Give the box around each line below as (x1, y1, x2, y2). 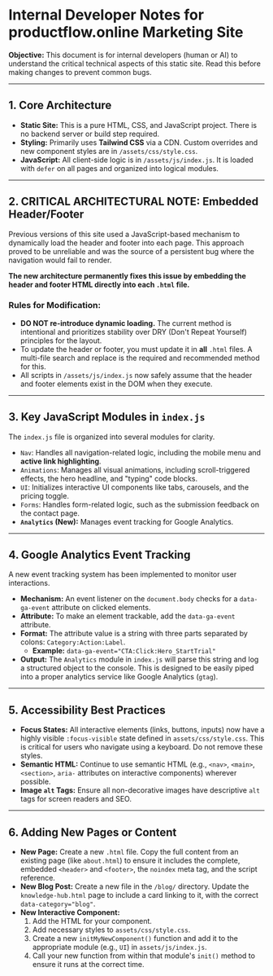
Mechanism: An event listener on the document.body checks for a (19, 594, 238, 604)
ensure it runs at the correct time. (32, 960, 145, 969)
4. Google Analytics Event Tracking (8, 548, 191, 562)
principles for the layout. (19, 336, 102, 345)
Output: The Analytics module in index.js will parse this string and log (19, 654, 259, 665)
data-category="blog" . (19, 899, 96, 909)
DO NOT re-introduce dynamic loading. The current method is (19, 318, 232, 328)
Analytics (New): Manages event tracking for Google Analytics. (19, 517, 234, 526)
